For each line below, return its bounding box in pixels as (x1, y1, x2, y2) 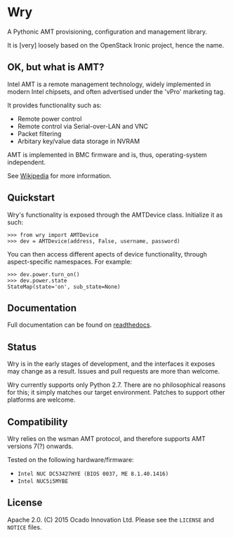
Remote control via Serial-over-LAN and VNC (17, 122, 149, 130)
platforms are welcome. (7, 395, 76, 404)
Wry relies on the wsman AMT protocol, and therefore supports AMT (7, 435, 206, 442)
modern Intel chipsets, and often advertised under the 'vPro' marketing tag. (7, 87, 225, 95)
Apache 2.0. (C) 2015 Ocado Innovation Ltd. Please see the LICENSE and (7, 515, 215, 524)
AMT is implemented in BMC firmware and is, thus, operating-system (7, 150, 207, 158)
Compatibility (7, 416, 68, 428)
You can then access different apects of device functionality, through (7, 250, 207, 258)
